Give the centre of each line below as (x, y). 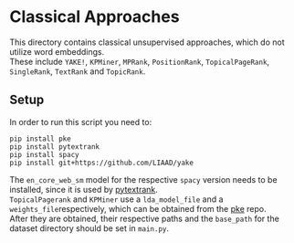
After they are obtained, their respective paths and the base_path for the (145, 218)
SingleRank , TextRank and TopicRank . (78, 71)
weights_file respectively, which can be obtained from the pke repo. (138, 208)
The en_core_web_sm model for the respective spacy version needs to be (143, 179)
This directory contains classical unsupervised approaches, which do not (147, 42)
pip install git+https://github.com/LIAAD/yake (102, 163)
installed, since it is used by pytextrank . (84, 189)
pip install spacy (44, 154)
